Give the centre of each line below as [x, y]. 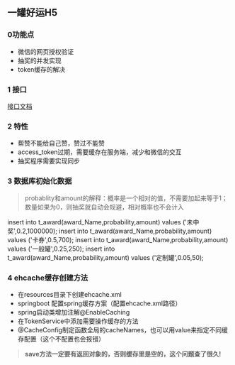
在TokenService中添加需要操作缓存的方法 [78, 321]
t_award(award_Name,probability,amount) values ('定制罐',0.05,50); [105, 257]
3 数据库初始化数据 [40, 181]
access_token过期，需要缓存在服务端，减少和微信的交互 [99, 152]
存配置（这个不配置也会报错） [61, 339]
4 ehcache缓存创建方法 [48, 278]
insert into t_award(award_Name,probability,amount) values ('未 [100, 222]
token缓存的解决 [41, 69]
